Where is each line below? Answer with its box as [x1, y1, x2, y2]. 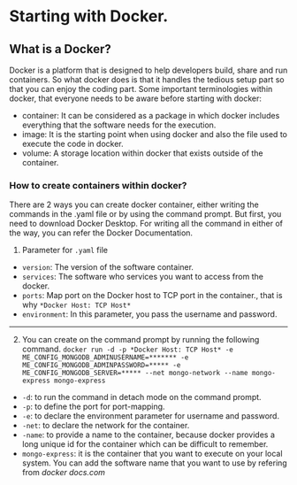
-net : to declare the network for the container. [21, 420, 190, 431]
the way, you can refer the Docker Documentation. [9, 227, 193, 238]
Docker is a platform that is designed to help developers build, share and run [9, 65, 288, 75]
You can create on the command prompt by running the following [21, 335, 260, 345]
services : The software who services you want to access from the [21, 272, 263, 282]
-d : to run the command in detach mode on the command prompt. [21, 392, 263, 403]
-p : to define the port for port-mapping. [21, 401, 165, 412]
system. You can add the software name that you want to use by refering [21, 458, 287, 468]
